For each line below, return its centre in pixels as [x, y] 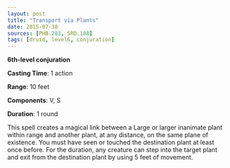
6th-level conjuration [39, 59]
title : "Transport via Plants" [53, 20]
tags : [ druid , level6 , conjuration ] [61, 40]
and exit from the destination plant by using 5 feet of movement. [100, 157]
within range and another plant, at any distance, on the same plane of [108, 135]
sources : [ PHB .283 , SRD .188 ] [50, 33]
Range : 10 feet [28, 87]
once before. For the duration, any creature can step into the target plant [113, 150]
